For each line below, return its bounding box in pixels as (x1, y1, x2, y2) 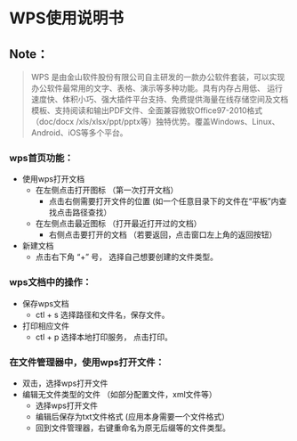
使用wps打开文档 (21, 174, 85, 184)
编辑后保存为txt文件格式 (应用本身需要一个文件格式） (35, 411, 229, 421)
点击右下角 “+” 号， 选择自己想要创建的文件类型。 (35, 251, 218, 263)
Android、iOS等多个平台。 (30, 127, 128, 138)
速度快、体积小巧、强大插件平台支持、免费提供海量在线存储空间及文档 (30, 94, 289, 104)
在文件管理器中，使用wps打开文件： (9, 355, 165, 368)
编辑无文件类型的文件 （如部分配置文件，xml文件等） (21, 388, 218, 399)
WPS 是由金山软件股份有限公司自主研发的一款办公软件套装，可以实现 (30, 72, 285, 82)
